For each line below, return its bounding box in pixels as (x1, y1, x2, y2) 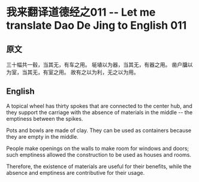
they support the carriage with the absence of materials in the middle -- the (6, 109, 193, 116)
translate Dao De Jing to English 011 (6, 19, 187, 32)
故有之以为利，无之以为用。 (70, 68, 139, 76)
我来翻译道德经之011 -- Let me (6, 5, 156, 19)
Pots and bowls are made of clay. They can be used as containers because (6, 127, 192, 134)
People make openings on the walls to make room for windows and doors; (6, 145, 189, 152)
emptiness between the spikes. (6, 115, 83, 122)
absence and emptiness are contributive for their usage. (6, 169, 145, 176)
